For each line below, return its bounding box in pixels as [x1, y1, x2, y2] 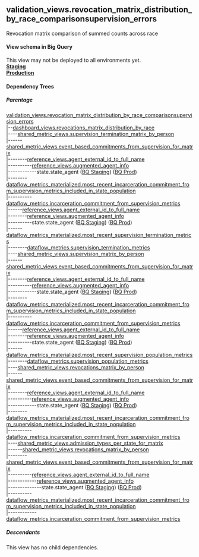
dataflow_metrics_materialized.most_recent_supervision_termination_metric [6, 231, 192, 238]
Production [6, 69, 34, 77]
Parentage [6, 96, 33, 103]
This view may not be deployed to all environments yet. [6, 56, 141, 64]
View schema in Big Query [6, 43, 73, 50]
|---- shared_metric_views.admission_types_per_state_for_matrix [6, 439, 163, 447]
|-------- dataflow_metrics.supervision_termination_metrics [6, 243, 150, 251]
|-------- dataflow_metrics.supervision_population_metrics [6, 357, 149, 365]
